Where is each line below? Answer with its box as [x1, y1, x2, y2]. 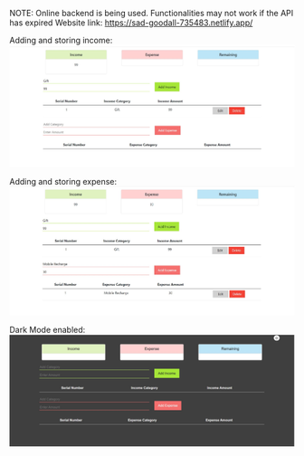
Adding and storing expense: [9, 176, 118, 187]
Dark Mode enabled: [9, 325, 86, 336]
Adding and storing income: [9, 35, 113, 45]
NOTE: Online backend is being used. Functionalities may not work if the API [9, 8, 294, 18]
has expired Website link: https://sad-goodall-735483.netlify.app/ [9, 17, 253, 28]
